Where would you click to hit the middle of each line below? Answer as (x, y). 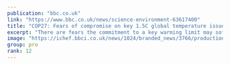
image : (16, 39)
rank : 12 (20, 51)
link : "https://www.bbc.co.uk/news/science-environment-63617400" (104, 20)
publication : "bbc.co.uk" (44, 13)
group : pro (23, 45)
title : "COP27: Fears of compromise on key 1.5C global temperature (107, 26)
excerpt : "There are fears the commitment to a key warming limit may (110, 32)
